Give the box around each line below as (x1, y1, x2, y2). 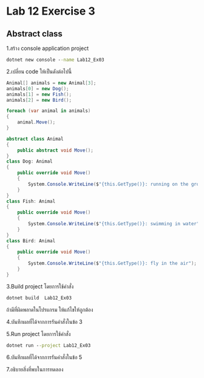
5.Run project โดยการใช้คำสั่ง (6, 330, 71, 337)
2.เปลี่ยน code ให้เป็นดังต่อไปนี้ (6, 68, 72, 75)
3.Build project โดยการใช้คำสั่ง (6, 282, 74, 290)
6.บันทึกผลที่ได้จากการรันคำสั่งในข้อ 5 (6, 353, 83, 360)
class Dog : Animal (6, 158, 53, 165)
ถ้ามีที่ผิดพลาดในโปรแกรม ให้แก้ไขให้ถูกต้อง (6, 306, 93, 313)
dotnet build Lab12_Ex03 (6, 295, 72, 301)
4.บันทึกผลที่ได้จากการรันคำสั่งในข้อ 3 (6, 318, 83, 325)
